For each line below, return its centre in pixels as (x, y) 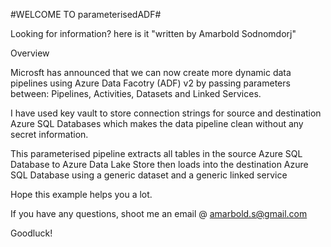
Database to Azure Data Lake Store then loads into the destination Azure (159, 164)
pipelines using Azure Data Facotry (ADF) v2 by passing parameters (150, 83)
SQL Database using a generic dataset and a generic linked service (149, 175)
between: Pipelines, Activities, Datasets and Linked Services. (136, 93)
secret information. (49, 134)
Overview (30, 53)
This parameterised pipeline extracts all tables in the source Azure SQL (156, 153)
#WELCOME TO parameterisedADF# (86, 14)
